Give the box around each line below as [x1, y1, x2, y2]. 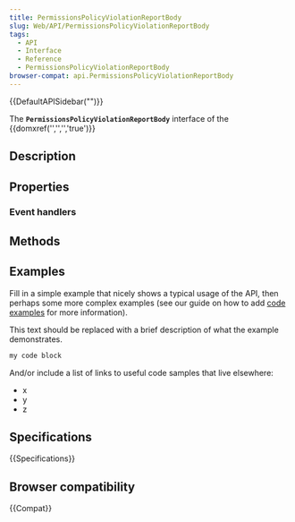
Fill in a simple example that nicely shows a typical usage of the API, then [9, 287, 279, 298]
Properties [9, 179, 70, 194]
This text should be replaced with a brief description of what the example [9, 324, 279, 335]
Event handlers [9, 206, 77, 218]
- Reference [17, 55, 63, 64]
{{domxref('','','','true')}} [9, 123, 97, 133]
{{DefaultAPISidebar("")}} [9, 96, 104, 107]
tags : [9, 30, 29, 39]
